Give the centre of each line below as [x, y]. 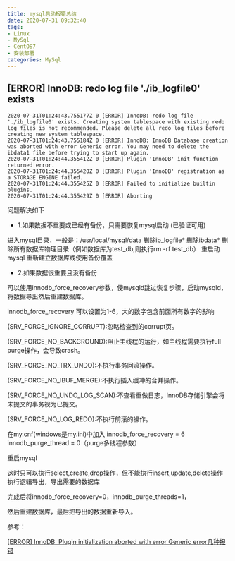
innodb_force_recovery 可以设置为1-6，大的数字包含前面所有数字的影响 [111, 311]
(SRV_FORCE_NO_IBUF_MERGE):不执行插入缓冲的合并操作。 [95, 380]
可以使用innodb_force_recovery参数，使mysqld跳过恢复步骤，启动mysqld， [117, 287]
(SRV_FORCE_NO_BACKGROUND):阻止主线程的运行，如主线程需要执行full [114, 341]
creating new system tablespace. [56, 134]
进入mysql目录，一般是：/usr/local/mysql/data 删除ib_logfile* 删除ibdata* [114, 240]
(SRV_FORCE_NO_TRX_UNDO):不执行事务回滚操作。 [83, 365]
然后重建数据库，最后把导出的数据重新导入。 [72, 512]
